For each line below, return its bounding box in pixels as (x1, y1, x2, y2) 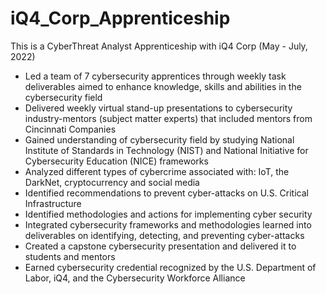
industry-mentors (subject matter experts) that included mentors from (24, 112, 313, 124)
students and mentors (24, 250, 116, 262)
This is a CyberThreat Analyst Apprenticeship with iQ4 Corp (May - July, (10, 40, 308, 52)
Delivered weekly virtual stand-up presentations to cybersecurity (24, 102, 293, 114)
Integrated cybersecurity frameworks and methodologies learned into (24, 218, 312, 231)
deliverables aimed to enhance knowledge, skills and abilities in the (24, 80, 302, 92)
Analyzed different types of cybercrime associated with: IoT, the (24, 165, 290, 177)
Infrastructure (24, 197, 82, 209)
